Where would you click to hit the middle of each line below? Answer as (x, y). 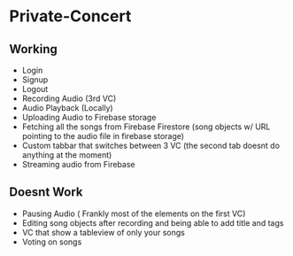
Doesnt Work (46, 192)
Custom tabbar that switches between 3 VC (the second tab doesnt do (151, 145)
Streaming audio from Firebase (78, 164)
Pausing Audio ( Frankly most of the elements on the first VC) (134, 213)
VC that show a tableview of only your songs (104, 232)
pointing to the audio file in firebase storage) (103, 136)
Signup (35, 80)
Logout (35, 89)
